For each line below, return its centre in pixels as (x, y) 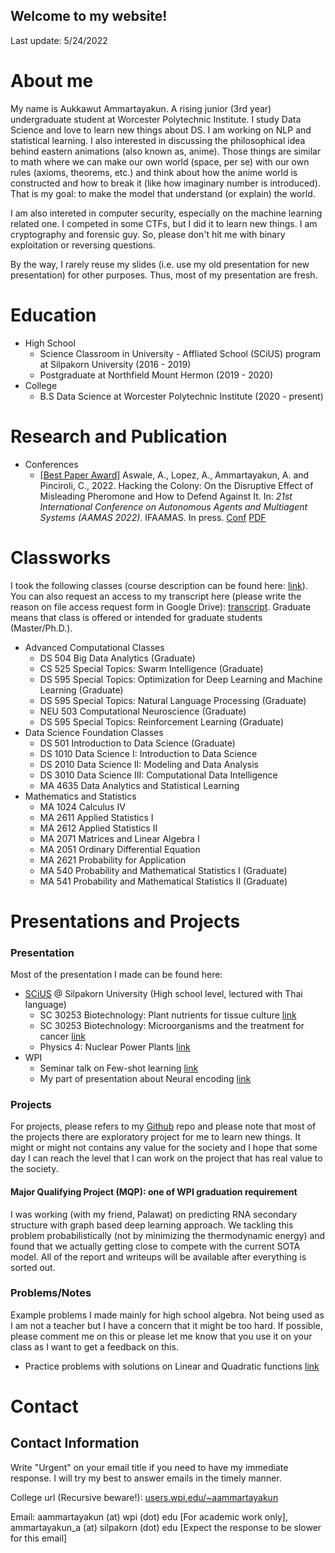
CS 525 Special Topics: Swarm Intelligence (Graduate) (151, 668)
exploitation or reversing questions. (83, 245)
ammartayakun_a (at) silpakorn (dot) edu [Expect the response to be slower (166, 1527)
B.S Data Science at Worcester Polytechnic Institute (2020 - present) (181, 396)
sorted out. (33, 1267)
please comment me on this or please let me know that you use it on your (161, 1336)
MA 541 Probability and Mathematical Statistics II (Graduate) (163, 881)
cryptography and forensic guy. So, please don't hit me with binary (148, 234)
